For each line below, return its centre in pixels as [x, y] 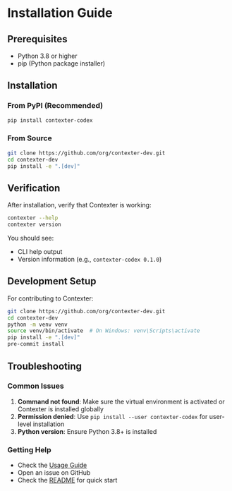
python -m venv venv [38, 325]
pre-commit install [36, 344]
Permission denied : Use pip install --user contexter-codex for [112, 416]
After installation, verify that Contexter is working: [79, 205]
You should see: [31, 238]
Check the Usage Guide [52, 465]
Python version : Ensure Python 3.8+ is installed [87, 431]
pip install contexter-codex [50, 120]
